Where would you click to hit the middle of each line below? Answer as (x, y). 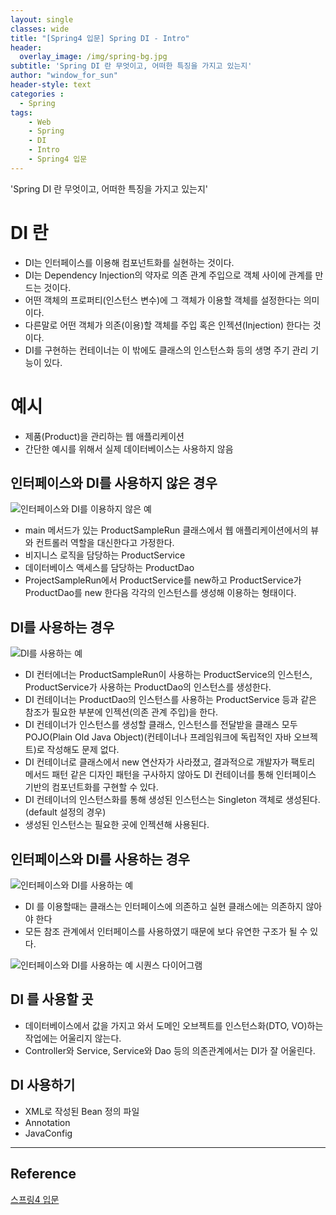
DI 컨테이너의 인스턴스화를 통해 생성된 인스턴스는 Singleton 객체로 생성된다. (172, 800)
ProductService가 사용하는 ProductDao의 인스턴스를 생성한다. (148, 687)
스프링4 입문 (35, 1199)
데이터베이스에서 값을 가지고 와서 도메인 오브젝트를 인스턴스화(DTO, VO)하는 (174, 1025)
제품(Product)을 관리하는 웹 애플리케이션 (104, 436)
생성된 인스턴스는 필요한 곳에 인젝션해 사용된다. (117, 825)
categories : (37, 94)
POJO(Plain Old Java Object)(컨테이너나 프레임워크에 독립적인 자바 (158, 737)
